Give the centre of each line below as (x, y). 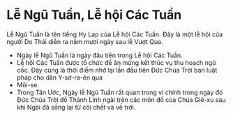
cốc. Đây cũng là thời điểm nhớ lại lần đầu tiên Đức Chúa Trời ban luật (117, 70)
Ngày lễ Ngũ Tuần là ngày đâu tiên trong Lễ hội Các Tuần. (99, 55)
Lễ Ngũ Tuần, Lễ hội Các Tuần (94, 15)
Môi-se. (28, 84)
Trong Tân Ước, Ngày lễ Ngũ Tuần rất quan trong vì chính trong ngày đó (120, 92)
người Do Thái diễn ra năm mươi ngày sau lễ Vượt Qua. (85, 41)
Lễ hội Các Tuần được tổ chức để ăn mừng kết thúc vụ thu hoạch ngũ (116, 62)
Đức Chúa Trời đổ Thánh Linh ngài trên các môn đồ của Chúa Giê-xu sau (121, 99)
